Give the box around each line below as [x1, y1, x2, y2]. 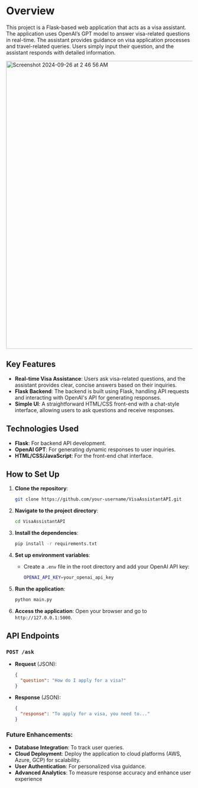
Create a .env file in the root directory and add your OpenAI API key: [23, 563, 190, 570]
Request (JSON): [14, 661, 57, 668]
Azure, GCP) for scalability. [14, 756, 81, 763]
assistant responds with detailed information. [6, 49, 116, 56]
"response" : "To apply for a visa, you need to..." [20, 710, 150, 717]
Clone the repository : [14, 485, 69, 492]
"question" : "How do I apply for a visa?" [20, 678, 126, 684]
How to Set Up [6, 469, 60, 479]
